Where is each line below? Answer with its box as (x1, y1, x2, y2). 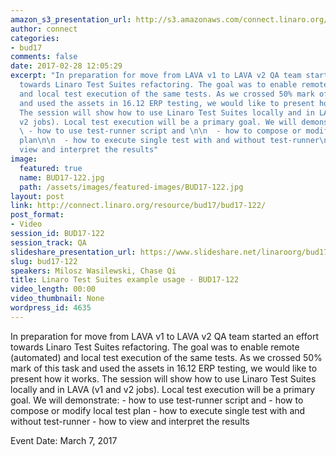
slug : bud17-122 (10, 256, 78, 266)
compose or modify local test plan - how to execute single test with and (10, 404, 306, 416)
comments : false (10, 52, 78, 62)
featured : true (19, 163, 83, 173)
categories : (10, 33, 60, 43)
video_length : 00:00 (10, 284, 97, 295)
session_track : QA (10, 237, 87, 248)
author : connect (10, 24, 78, 34)
